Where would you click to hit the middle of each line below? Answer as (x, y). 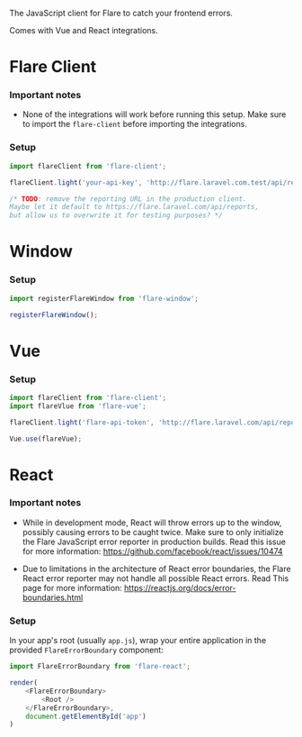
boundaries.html (53, 597)
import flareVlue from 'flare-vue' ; (78, 406)
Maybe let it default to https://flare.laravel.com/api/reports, (134, 207)
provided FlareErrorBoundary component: (86, 650)
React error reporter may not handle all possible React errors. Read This (155, 578)
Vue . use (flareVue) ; (46, 439)
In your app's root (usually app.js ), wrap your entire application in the (138, 641)
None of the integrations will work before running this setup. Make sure (154, 114)
